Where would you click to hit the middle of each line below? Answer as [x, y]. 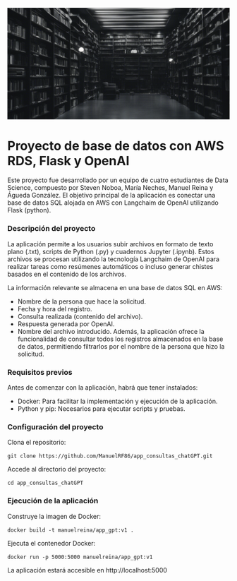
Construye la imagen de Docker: [54, 516]
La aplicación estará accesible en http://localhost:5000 [87, 570]
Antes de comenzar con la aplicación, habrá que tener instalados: [103, 388]
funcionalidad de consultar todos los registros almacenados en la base [120, 339]
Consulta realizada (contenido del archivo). [80, 316]
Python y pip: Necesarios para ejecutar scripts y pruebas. [101, 409]
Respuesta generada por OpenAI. [66, 324]
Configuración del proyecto [55, 426]
